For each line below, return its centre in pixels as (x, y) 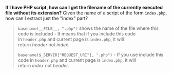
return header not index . (44, 45)
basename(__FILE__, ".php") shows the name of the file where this (88, 28)
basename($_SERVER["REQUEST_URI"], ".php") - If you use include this (91, 54)
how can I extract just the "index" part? (47, 18)
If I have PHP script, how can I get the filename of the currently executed (84, 7)
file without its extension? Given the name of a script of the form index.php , (86, 13)
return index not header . (44, 66)
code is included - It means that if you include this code (77, 34)
